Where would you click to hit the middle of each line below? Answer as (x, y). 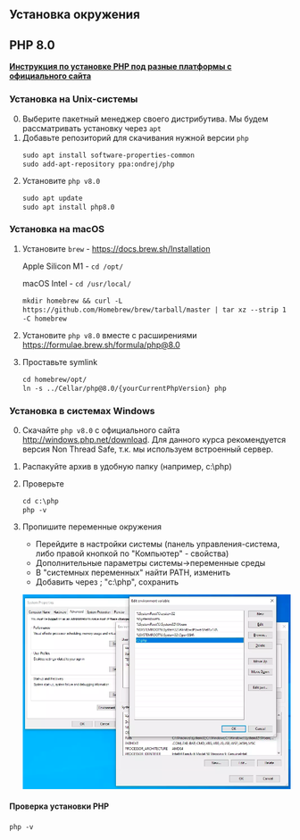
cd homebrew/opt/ (54, 379)
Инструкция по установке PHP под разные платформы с (121, 67)
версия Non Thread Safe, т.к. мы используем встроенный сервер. (148, 449)
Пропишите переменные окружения (92, 527)
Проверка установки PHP (59, 806)
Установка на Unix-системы (74, 99)
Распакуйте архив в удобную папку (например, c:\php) (127, 467)
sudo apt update (52, 198)
